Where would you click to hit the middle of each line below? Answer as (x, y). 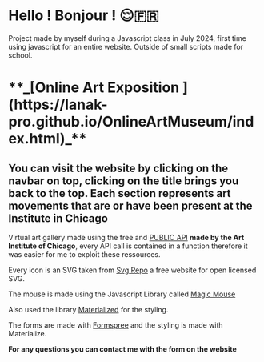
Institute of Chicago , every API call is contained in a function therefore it (128, 246)
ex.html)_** (48, 139)
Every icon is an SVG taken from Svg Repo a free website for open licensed (132, 270)
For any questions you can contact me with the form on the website (123, 349)
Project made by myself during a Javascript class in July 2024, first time (127, 38)
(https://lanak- (58, 105)
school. (20, 55)
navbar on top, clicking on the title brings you (124, 181)
